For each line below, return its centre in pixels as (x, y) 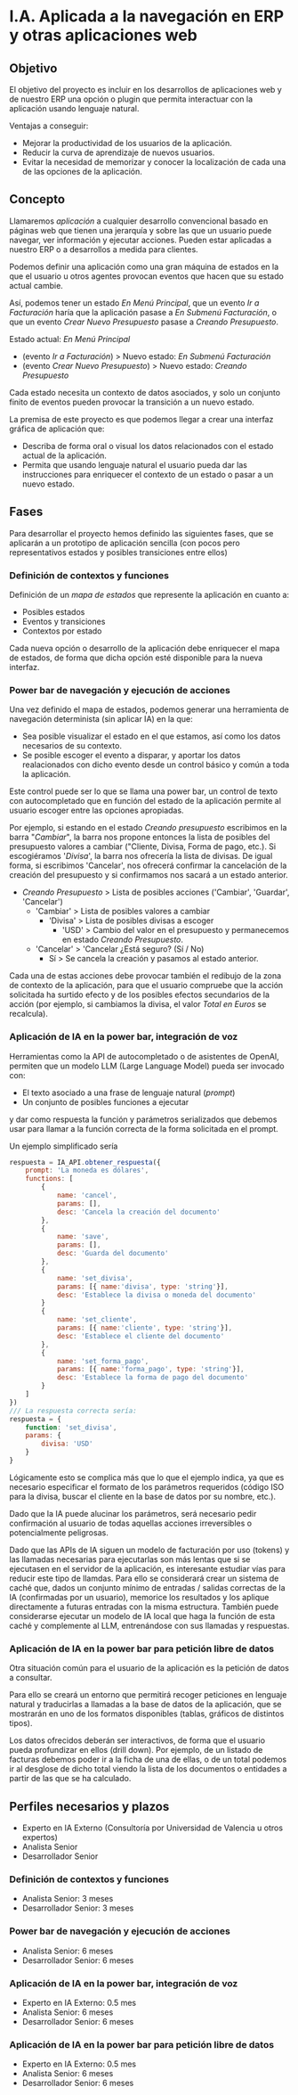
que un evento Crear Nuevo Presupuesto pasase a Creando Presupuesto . (144, 322)
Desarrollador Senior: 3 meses (78, 1908)
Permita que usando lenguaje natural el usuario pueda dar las (134, 464)
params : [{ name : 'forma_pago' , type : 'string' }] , (150, 1370)
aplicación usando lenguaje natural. (74, 108)
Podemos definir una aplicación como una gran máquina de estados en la (144, 266)
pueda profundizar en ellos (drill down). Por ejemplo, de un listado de (136, 1750)
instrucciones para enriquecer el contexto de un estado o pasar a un (148, 474)
